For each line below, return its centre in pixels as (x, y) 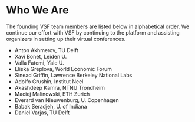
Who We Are (37, 10)
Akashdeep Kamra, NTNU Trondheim (60, 87)
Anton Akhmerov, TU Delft (46, 50)
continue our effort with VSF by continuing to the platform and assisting (93, 32)
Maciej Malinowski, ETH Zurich (52, 94)
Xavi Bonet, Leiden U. (41, 56)
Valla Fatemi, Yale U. (39, 63)
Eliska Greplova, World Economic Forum (63, 69)
